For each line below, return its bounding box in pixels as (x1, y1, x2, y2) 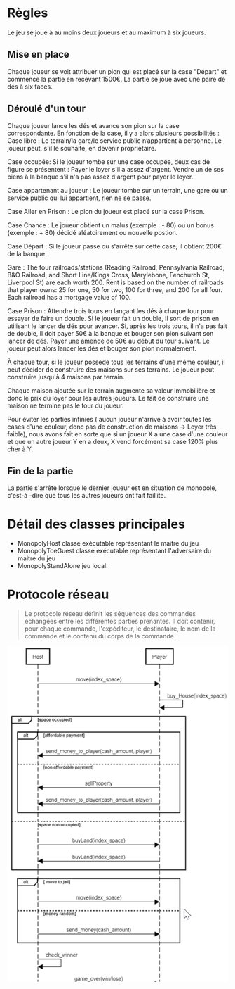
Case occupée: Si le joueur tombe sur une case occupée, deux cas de (7, 157, 210, 166)
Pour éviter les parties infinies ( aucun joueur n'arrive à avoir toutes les (7, 415, 212, 423)
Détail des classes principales (7, 516, 186, 532)
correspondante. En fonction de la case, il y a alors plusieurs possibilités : (7, 129, 220, 137)
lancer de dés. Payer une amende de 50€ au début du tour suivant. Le (7, 336, 210, 345)
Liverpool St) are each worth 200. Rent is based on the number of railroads (7, 278, 224, 286)
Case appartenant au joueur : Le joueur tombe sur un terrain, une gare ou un (7, 186, 228, 194)
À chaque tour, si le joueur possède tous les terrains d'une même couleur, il (7, 358, 226, 366)
